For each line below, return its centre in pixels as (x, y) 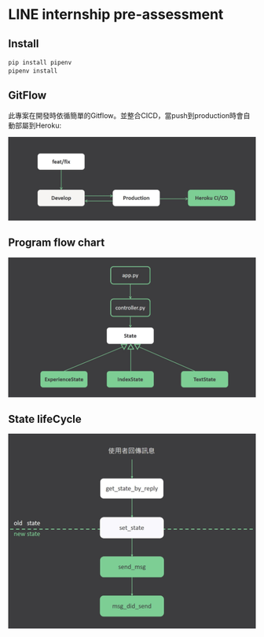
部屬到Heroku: (38, 125)
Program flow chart (57, 243)
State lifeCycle (45, 419)
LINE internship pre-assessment (116, 15)
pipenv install (33, 71)
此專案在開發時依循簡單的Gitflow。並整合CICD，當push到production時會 (126, 115)
